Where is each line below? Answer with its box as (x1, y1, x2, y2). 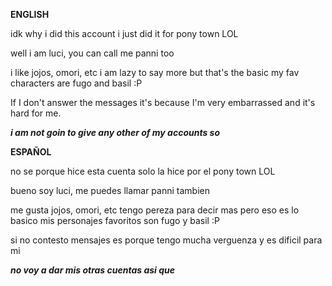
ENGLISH (10, 9, 50, 20)
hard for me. (10, 107, 62, 119)
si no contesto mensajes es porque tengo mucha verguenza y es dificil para (10, 234, 323, 246)
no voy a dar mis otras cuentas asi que (10, 264, 175, 276)
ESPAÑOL (10, 146, 52, 158)
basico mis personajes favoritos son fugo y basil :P (10, 215, 220, 226)
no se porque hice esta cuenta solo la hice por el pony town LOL (10, 165, 276, 177)
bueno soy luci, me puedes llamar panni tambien (10, 185, 210, 196)
